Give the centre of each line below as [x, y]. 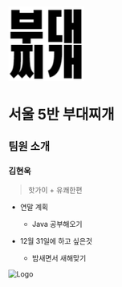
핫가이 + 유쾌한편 [55, 190]
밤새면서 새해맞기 [59, 258]
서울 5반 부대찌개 [61, 114]
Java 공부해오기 [57, 224]
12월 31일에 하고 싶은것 [56, 241]
